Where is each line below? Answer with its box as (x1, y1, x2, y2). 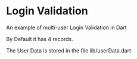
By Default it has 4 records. (6, 35, 73, 42)
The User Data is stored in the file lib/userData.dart (6, 46, 132, 54)
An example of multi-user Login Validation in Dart (6, 24, 127, 31)
